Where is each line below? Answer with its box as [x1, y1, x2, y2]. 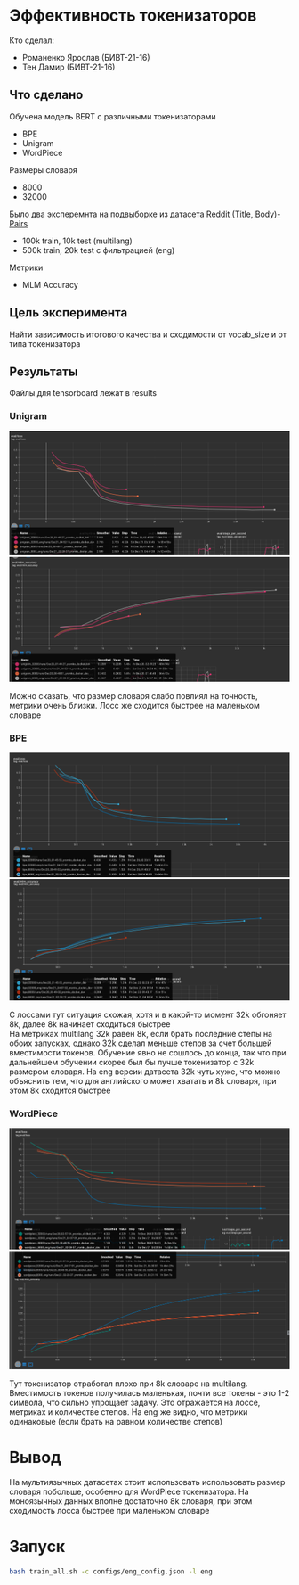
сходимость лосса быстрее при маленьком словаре [9, 1505, 210, 1515]
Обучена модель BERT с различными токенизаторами [9, 111, 216, 121]
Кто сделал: [9, 35, 55, 45]
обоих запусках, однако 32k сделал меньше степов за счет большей [9, 1038, 272, 1048]
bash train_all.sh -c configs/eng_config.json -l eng [9, 1566, 214, 1576]
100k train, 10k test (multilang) [21, 235, 133, 246]
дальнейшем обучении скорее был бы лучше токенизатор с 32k [9, 1056, 255, 1067]
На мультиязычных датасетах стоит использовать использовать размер [9, 1476, 286, 1487]
